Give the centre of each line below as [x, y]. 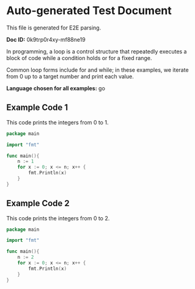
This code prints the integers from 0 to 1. [57, 122]
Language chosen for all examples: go [56, 88]
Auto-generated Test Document [89, 11]
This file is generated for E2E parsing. [54, 28]
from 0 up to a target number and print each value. [70, 76]
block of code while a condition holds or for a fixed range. [79, 58]
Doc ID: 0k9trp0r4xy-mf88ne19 [46, 39]
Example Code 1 [37, 108]
